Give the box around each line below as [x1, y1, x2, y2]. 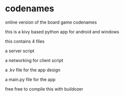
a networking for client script [5, 57, 64, 63]
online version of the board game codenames [5, 19, 97, 25]
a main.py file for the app [5, 76, 56, 82]
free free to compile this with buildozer [5, 86, 83, 92]
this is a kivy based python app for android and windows [5, 29, 119, 34]
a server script [5, 48, 35, 54]
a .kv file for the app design [5, 67, 61, 73]
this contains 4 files [5, 38, 45, 44]
